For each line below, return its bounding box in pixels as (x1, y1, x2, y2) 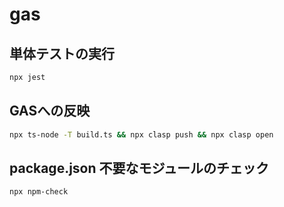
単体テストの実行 (9, 45, 115, 62)
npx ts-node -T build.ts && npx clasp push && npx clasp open (9, 129, 274, 140)
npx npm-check (9, 187, 69, 197)
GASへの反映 (9, 103, 91, 120)
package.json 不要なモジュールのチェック (9, 159, 270, 177)
